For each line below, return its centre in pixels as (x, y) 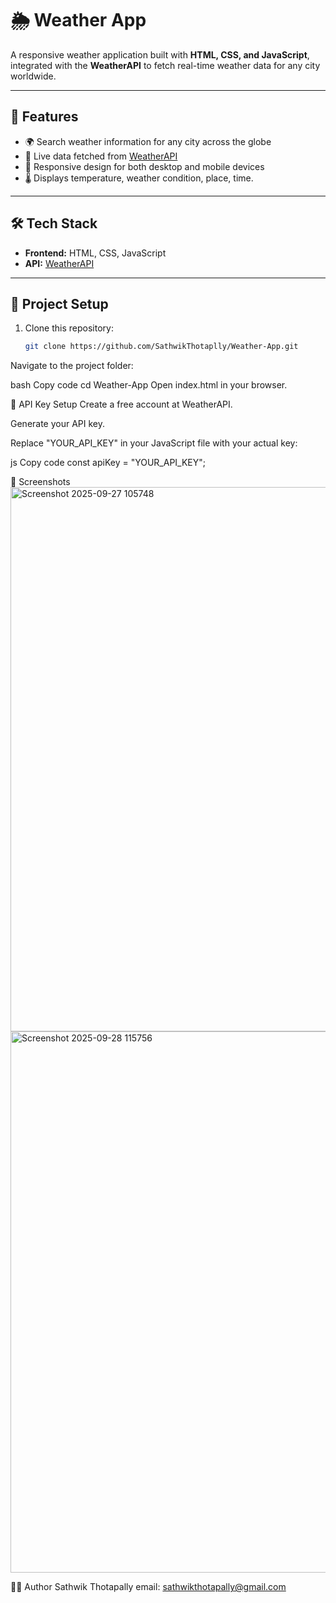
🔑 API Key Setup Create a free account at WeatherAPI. (121, 404)
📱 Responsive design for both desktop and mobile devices (144, 166)
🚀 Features (44, 117)
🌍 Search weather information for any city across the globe (148, 141)
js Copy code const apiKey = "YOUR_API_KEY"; (108, 463)
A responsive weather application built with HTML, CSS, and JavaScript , (160, 54)
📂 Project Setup (59, 303)
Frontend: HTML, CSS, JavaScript (95, 253)
